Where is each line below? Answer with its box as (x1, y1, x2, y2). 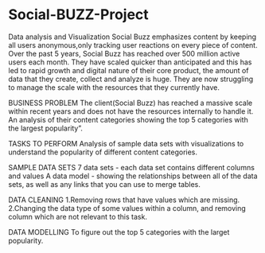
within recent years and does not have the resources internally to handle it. (8, 106, 254, 116)
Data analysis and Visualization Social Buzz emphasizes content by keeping (8, 32, 257, 41)
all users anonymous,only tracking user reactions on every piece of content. (8, 40, 258, 49)
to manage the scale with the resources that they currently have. (8, 82, 220, 92)
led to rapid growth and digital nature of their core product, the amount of (8, 65, 249, 75)
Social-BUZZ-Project (8, 6, 149, 24)
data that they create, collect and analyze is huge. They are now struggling (8, 74, 254, 84)
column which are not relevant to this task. (8, 212, 147, 221)
